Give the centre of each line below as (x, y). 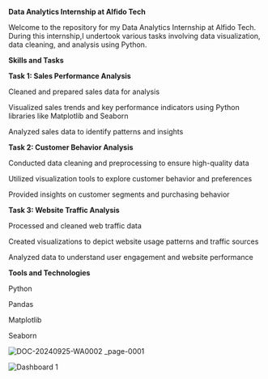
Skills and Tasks (36, 60)
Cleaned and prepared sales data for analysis (84, 92)
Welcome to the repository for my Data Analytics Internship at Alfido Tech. (132, 27)
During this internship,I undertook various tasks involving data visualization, (134, 36)
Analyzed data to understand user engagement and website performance (131, 257)
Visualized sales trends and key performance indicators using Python (124, 107)
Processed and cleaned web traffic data (75, 226)
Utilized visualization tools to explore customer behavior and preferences (130, 179)
